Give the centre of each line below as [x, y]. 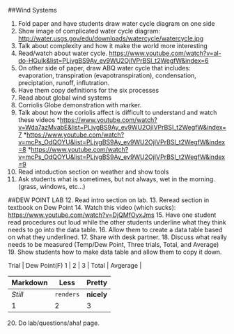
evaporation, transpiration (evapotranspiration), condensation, [107, 75]
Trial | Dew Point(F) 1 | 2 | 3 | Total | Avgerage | [75, 265]
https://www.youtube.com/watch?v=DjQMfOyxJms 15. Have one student [112, 215]
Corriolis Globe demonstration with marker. [80, 105]
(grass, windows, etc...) [52, 187]
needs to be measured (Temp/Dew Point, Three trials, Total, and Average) [114, 244]
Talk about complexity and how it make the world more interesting [112, 46]
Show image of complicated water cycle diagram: [89, 31]
